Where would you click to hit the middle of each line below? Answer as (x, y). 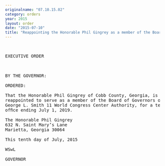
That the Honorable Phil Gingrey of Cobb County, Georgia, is (82, 96)
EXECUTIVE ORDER (25, 56)
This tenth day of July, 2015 (41, 140)
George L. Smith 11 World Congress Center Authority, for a (79, 105)
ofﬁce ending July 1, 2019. (39, 110)
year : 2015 (16, 19)
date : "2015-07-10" (25, 28)
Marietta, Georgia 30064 (35, 130)
